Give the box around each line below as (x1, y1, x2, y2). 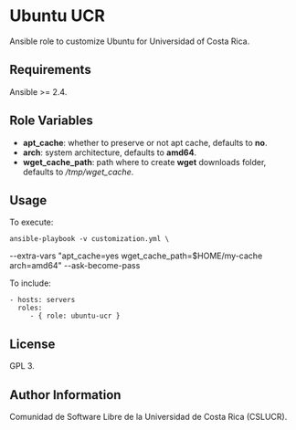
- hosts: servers (9, 296, 76, 305)
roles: (17, 303, 43, 313)
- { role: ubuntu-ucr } (29, 311, 121, 320)
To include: (9, 278, 52, 288)
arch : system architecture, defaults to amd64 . (22, 147, 197, 158)
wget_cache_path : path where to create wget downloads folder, (22, 156, 267, 167)
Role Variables (9, 113, 93, 129)
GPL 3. (9, 361, 35, 372)
